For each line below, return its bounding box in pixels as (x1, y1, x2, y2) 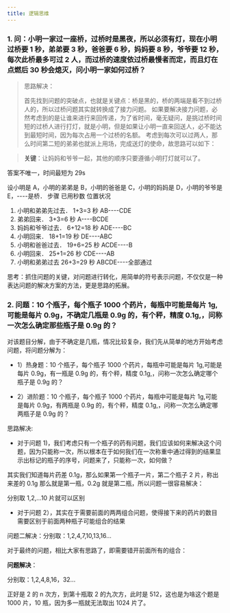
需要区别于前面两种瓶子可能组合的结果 (16, 517, 125, 526)
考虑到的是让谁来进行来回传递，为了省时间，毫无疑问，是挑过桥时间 (29, 113, 222, 122)
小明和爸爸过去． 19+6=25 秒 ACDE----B (16, 241, 133, 249)
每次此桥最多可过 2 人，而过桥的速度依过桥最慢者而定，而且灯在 (7, 54, 218, 64)
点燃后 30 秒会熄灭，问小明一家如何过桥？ (7, 65, 146, 74)
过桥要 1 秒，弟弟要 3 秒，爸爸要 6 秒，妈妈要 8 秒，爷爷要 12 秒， (7, 44, 223, 54)
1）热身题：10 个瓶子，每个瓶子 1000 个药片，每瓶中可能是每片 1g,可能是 (16, 361, 222, 369)
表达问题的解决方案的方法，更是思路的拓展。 (7, 281, 133, 289)
